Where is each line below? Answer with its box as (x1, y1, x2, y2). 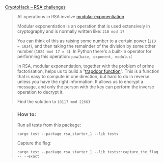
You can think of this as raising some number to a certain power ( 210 (17, 38, 156, 44)
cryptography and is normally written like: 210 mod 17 (17, 28, 125, 34)
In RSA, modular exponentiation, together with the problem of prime (17, 63, 155, 69)
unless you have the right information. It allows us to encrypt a (17, 79, 143, 84)
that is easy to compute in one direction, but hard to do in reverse (17, 74, 150, 79)
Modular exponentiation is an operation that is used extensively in (17, 23, 150, 29)
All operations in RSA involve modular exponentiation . (17, 14, 126, 19)
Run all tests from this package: (17, 122, 81, 128)
